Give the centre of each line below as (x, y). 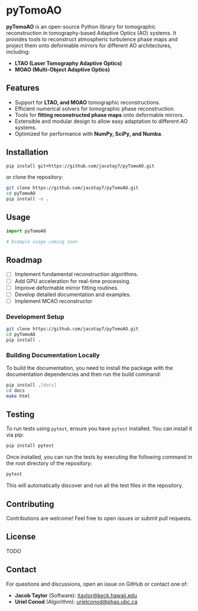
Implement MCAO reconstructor (53, 301)
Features (23, 88)
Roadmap (24, 260)
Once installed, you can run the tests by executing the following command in (99, 457)
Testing (20, 414)
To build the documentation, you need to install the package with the (90, 368)
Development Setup (35, 317)
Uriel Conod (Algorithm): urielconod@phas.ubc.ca (76, 602)
